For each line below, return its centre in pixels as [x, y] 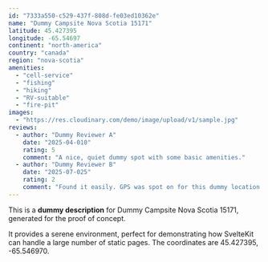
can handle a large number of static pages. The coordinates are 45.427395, [134, 242]
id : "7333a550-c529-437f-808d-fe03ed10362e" [84, 16]
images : [21, 113]
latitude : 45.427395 [43, 30]
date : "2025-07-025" [57, 172]
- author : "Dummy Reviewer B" [66, 165]
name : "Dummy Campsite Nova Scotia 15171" [80, 23]
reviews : [23, 127]
